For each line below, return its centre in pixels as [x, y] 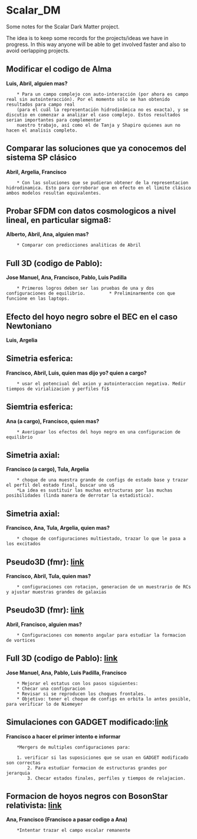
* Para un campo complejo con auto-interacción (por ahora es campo [103, 94]
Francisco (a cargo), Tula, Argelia [48, 469]
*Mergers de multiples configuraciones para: [74, 747]
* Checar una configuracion [51, 689]
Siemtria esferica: [40, 407]
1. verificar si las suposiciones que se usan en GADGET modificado [103, 758]
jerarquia [18, 773]
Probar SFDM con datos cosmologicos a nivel [91, 211]
